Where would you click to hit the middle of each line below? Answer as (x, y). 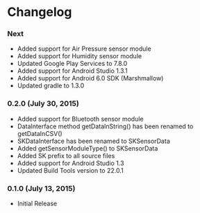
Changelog (40, 12)
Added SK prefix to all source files (66, 155)
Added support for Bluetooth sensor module (80, 119)
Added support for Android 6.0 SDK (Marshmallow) (90, 78)
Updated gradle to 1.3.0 (51, 86)
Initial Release (37, 204)
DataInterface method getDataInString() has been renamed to (105, 126)
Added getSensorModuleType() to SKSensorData (87, 148)
